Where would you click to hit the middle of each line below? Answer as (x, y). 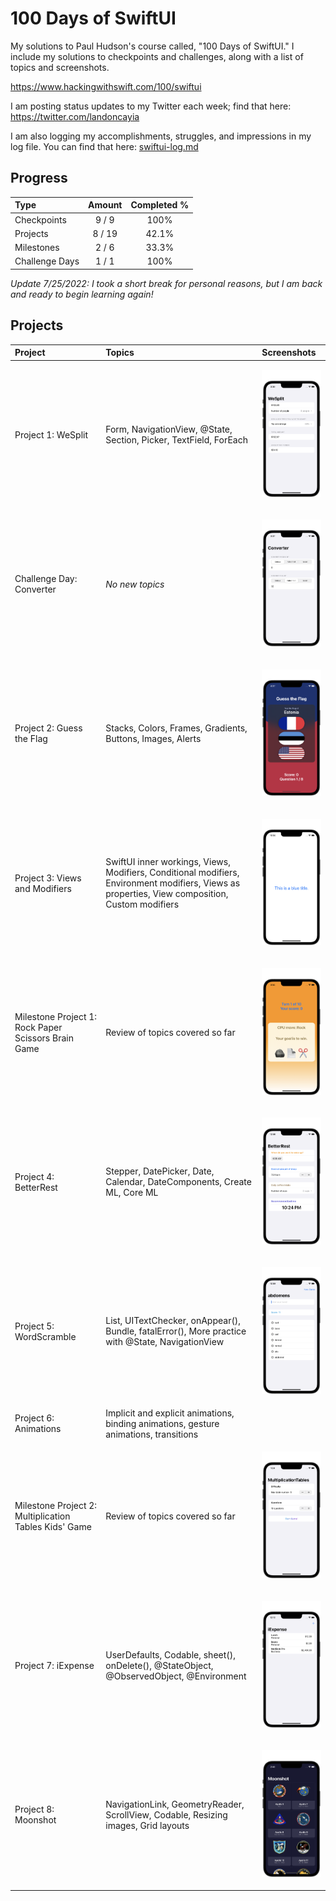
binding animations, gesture (162, 1423)
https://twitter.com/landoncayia (75, 116)
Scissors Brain (44, 1038)
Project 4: (34, 1176)
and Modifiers (43, 888)
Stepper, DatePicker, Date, (160, 1171)
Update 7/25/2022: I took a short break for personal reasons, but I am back (166, 283)
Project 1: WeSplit (51, 434)
